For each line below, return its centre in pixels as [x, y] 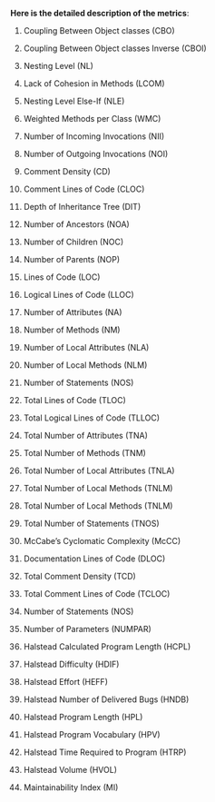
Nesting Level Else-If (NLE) [74, 101]
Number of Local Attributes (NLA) [86, 347]
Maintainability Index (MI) [71, 787]
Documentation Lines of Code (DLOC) [94, 559]
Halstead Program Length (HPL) [83, 717]
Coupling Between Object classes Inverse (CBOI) [115, 48]
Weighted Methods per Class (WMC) [92, 119]
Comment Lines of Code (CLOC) [84, 189]
